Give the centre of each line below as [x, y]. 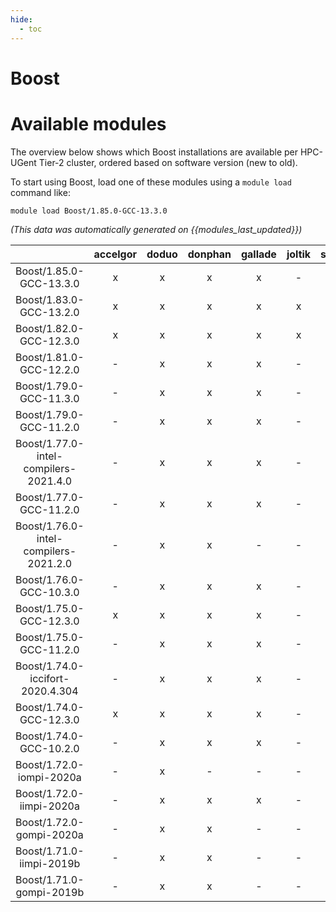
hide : [21, 19]
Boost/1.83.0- [50, 299]
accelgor [115, 254]
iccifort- [49, 678]
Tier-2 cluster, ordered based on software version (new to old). [168, 162]
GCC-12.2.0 [49, 369]
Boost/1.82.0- [50, 328]
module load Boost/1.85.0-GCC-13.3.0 [89, 211]
